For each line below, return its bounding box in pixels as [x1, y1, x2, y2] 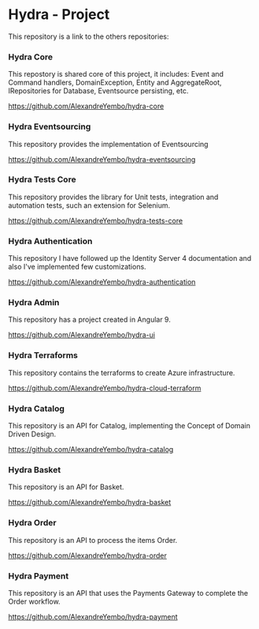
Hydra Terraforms [8, 350, 79, 361]
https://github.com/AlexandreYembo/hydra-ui [8, 330, 156, 340]
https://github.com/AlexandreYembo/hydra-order [8, 551, 167, 560]
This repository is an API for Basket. [8, 482, 124, 492]
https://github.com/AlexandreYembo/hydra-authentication [8, 277, 196, 287]
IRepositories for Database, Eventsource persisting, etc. [8, 86, 189, 96]
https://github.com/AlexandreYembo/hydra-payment [8, 612, 179, 621]
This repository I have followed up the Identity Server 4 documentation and [8, 254, 252, 263]
